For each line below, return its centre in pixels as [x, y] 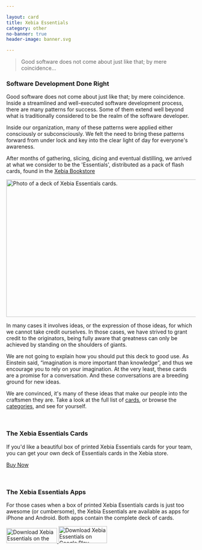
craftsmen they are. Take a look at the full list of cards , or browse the [91, 400]
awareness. [20, 147]
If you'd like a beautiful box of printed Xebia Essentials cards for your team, [99, 447]
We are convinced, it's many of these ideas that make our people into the [97, 394]
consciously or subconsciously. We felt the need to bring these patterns [95, 134]
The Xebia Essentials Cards [47, 433]
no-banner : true [26, 34]
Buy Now [17, 465]
